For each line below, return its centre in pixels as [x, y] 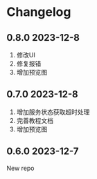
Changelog [39, 12]
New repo [21, 168]
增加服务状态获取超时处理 [53, 112]
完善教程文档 [35, 120]
